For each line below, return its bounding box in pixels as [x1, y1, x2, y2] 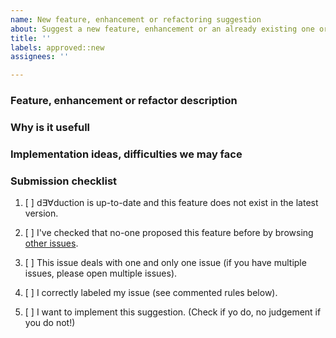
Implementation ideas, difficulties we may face [10, 147, 243, 161]
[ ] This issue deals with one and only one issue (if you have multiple [24, 257, 307, 269]
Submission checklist [10, 174, 118, 188]
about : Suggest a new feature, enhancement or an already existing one [10, 24, 315, 34]
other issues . [24, 237, 79, 250]
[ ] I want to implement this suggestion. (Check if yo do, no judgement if [24, 306, 322, 318]
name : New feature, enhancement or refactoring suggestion [10, 14, 262, 25]
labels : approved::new [10, 42, 105, 53]
